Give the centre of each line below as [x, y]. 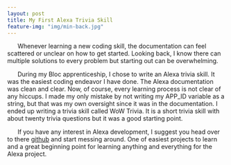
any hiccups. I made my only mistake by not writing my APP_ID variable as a [116, 96]
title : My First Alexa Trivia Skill [60, 20]
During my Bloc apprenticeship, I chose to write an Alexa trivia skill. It [116, 74]
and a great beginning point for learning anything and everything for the [110, 147]
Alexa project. [27, 154]
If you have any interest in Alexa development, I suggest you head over [119, 132]
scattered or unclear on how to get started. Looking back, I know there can [114, 53]
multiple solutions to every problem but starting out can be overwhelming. [113, 61]
